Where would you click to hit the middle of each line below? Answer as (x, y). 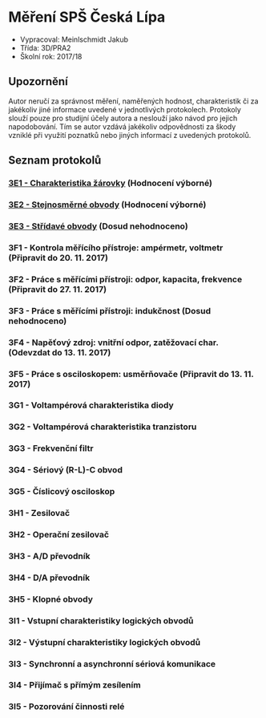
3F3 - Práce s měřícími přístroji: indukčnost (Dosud (109, 310)
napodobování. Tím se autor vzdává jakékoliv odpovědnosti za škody (122, 126)
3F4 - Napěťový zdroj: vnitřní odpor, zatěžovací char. (113, 343)
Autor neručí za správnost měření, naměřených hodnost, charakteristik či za (133, 101)
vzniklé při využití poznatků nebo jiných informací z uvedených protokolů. (130, 135)
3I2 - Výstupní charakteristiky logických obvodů (105, 642)
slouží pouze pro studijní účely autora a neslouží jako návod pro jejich (123, 118)
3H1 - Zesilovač (39, 513)
